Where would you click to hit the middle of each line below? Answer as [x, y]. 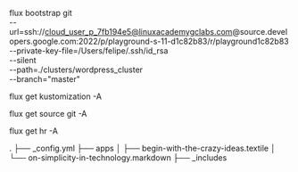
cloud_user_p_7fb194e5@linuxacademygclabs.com [138, 32]
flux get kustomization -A [56, 96]
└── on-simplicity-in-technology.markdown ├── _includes [118, 158]
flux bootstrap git [41, 13]
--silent [23, 60]
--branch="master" [45, 79]
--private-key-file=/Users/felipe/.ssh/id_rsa [89, 51]
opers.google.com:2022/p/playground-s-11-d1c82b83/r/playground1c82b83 [149, 41]
